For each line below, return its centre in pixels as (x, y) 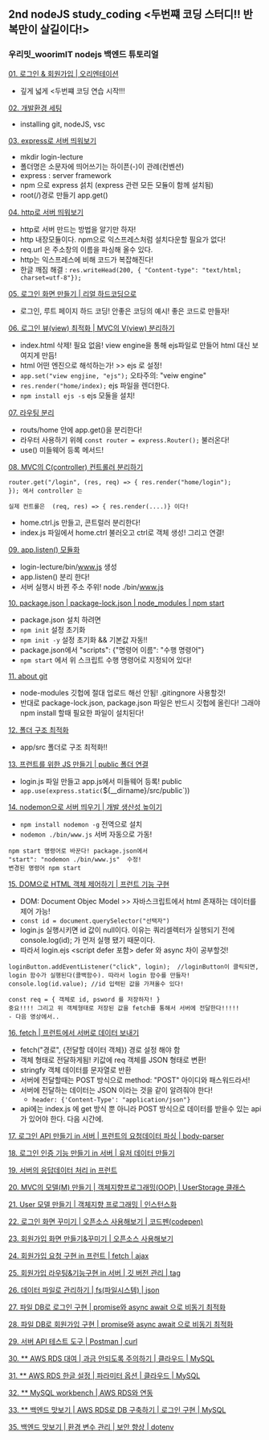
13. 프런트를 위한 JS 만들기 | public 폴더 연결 (78, 764)
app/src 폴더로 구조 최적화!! (64, 747)
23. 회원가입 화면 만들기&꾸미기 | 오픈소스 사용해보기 (91, 1239)
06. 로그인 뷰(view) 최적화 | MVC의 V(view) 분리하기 (92, 328)
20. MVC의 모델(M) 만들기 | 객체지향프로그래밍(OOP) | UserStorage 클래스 (127, 1187)
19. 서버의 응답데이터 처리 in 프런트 (63, 1170)
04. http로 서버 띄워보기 (46, 212)
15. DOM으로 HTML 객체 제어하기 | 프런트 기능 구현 (89, 884)
